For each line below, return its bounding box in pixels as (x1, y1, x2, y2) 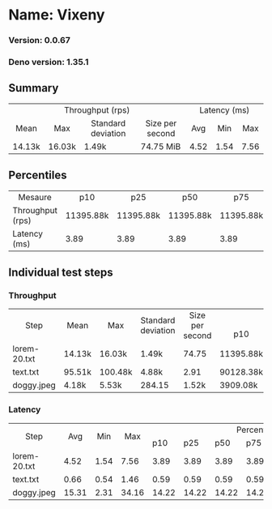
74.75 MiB (140, 140, 181, 152)
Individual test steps (8, 266, 113, 280)
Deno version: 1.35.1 (8, 57, 89, 68)
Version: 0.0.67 (8, 35, 70, 46)
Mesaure (18, 191, 53, 203)
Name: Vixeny (8, 6, 105, 24)
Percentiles (8, 169, 67, 182)
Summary (8, 81, 59, 95)
